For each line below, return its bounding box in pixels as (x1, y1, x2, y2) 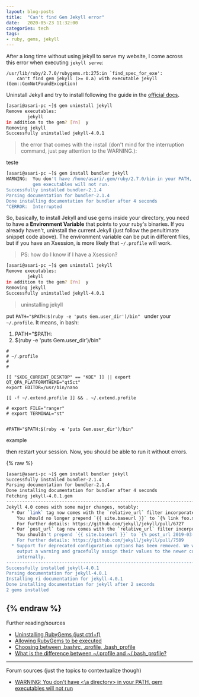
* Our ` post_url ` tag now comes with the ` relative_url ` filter (11, 526, 174, 532)
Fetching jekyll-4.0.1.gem (6, 493, 73, 499)
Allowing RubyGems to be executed (14, 637, 102, 644)
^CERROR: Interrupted (6, 203, 62, 210)
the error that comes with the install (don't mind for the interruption (20, 141, 185, 149)
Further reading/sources (6, 619, 66, 626)
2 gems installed (6, 587, 49, 593)
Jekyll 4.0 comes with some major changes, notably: (6, 504, 139, 510)
